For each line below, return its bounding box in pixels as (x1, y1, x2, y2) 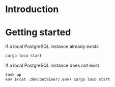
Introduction (5, 4, 59, 15)
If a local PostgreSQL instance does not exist (5, 62, 99, 68)
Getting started (5, 27, 71, 38)
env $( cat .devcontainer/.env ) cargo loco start (5, 77, 110, 82)
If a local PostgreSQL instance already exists (5, 43, 99, 50)
